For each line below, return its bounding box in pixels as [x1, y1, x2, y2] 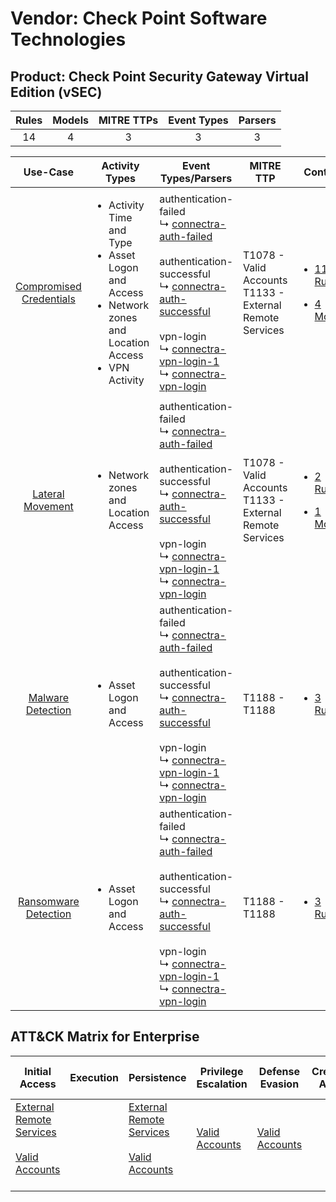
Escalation [196, 1077, 248, 1091]
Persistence [128, 1070, 187, 1084]
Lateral [32, 487, 65, 501]
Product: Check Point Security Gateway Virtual [10, 68, 309, 85]
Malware [28, 691, 70, 704]
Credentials [21, 292, 76, 306]
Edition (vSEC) [10, 83, 103, 101]
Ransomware [18, 895, 80, 908]
